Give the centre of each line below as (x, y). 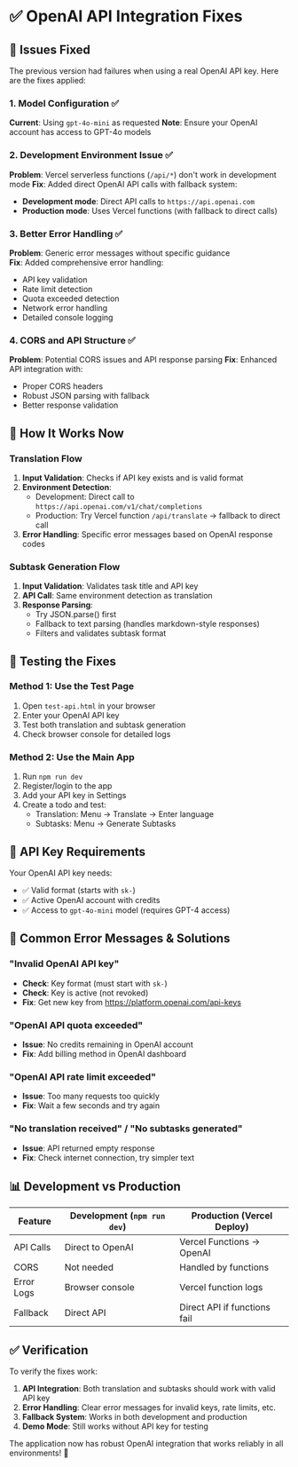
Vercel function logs (221, 1288)
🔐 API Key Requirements (78, 851)
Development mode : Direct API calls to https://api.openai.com (138, 201)
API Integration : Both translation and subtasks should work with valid (149, 1389)
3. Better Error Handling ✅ (66, 234)
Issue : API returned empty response (88, 1148)
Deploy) (232, 1227)
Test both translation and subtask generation (104, 725)
